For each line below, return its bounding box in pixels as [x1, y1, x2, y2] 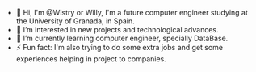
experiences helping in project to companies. [15, 54, 167, 64]
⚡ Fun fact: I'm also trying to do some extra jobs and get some [15, 43, 224, 52]
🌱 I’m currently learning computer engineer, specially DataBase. [15, 33, 229, 43]
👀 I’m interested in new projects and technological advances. [15, 25, 220, 34]
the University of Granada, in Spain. [15, 16, 135, 26]
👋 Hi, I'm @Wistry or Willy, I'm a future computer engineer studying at [15, 8, 249, 17]
